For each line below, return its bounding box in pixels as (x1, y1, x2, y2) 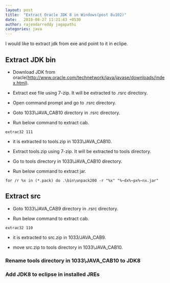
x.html (12, 80, 26, 86)
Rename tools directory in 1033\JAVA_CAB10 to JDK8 (5, 257, 141, 264)
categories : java (5, 27, 42, 32)
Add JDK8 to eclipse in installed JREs (5, 271, 100, 278)
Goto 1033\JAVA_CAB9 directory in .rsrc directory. (12, 205, 118, 211)
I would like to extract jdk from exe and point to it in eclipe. (5, 40, 128, 47)
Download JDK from (12, 69, 56, 75)
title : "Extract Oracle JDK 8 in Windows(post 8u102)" (5, 12, 127, 17)
